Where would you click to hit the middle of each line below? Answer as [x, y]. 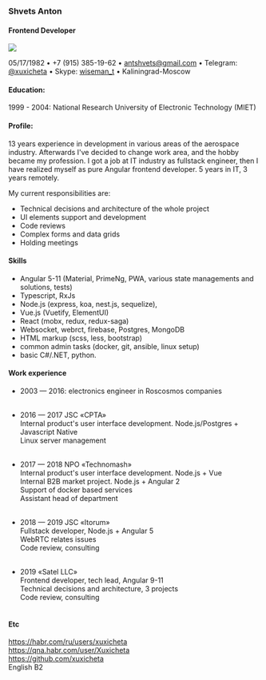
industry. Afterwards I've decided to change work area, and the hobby [124, 152]
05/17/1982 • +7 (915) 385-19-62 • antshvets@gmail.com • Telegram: [123, 63]
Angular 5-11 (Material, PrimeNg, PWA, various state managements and [137, 278]
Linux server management [63, 440]
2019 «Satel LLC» [49, 571]
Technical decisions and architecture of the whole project [115, 209]
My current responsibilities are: [60, 193]
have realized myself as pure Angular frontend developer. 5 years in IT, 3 [128, 169]
